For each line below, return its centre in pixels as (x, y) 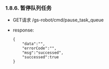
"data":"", (34, 44)
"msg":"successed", (43, 53)
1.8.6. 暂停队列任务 (29, 8)
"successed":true (40, 57)
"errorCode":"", (39, 48)
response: (23, 30)
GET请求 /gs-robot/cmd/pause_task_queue (58, 20)
